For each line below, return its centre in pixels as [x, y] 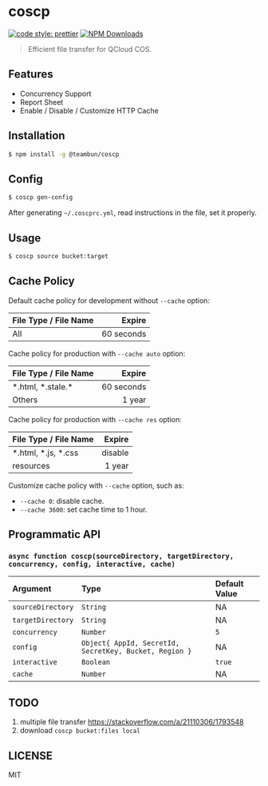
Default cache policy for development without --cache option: [109, 300]
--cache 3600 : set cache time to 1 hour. [83, 509]
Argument [32, 589]
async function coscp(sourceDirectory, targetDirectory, [121, 556]
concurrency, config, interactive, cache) [92, 564]
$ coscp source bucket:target [59, 256]
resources [31, 465]
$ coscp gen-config [41, 197]
